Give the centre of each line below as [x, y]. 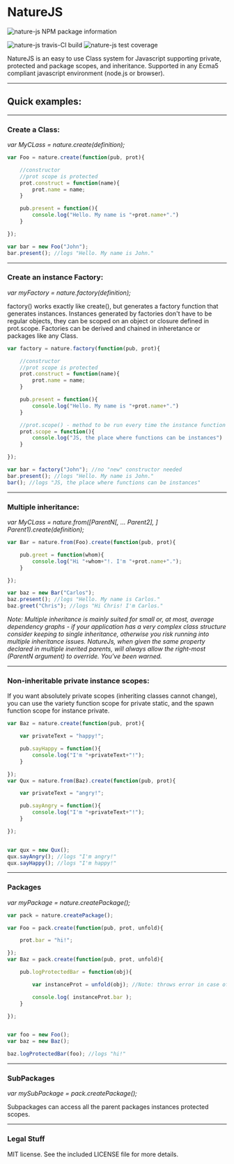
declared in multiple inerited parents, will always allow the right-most [107, 649]
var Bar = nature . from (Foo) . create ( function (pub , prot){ [92, 543]
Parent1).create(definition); [46, 529]
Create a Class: [34, 130]
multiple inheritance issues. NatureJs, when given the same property [106, 642]
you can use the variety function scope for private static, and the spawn [111, 704]
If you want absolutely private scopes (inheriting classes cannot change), [112, 696]
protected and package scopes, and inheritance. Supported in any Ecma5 [113, 65]
